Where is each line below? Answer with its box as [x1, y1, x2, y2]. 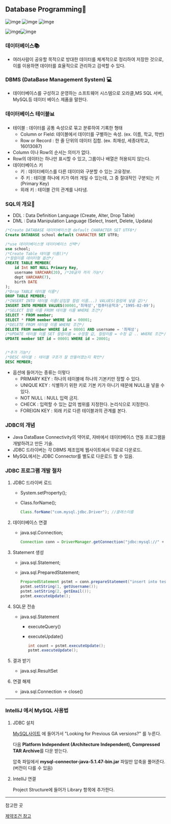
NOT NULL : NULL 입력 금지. [20, 394, 79, 401]
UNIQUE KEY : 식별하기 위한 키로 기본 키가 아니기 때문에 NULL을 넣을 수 [20, 382, 165, 388]
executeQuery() [27, 623, 61, 629]
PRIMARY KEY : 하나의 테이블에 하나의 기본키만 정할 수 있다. [20, 376, 141, 382]
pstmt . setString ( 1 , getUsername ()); [20, 584, 98, 589]
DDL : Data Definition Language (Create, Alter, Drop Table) [12, 212, 135, 218]
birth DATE [14, 279, 38, 284]
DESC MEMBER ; [5, 359, 33, 364]
